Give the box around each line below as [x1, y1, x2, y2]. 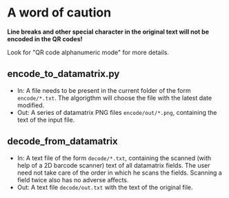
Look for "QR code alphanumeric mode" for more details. [7, 48, 169, 56]
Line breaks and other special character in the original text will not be [7, 27, 209, 36]
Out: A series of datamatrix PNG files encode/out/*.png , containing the [17, 108, 217, 116]
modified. [17, 101, 45, 109]
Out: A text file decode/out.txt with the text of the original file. [17, 183, 193, 191]
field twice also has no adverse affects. [17, 175, 129, 184]
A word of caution [7, 5, 112, 21]
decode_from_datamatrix [7, 135, 119, 147]
